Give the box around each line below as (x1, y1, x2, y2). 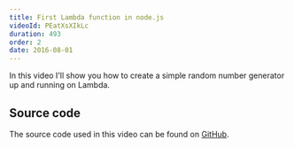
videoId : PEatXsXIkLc (9, 21, 89, 30)
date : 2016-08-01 (9, 46, 73, 55)
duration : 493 (9, 29, 62, 38)
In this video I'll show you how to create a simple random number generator (9, 70, 285, 81)
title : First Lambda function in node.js (9, 12, 165, 22)
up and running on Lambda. (9, 80, 111, 90)
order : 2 (9, 37, 42, 47)
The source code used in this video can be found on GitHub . (9, 129, 229, 139)
